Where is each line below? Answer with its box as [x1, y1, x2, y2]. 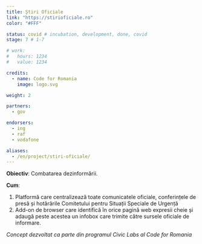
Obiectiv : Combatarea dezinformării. [6, 170, 98, 177]
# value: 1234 [6, 59, 47, 65]
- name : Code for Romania [11, 75, 77, 82]
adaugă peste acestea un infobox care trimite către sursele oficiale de [15, 213, 189, 220]
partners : [6, 103, 31, 109]
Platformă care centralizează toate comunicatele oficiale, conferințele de [15, 194, 197, 201]
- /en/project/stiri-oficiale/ [11, 153, 91, 160]
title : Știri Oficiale [6, 8, 64, 15]
